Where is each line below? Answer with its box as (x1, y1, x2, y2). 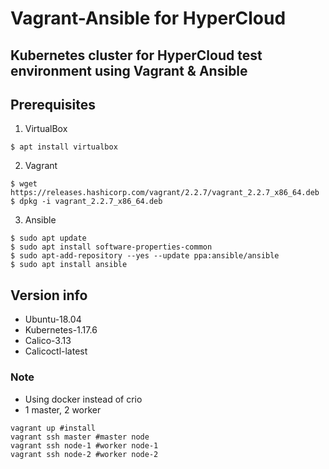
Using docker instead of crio (24, 393, 143, 405)
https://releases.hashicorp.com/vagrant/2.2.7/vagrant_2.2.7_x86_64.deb (10, 188, 320, 198)
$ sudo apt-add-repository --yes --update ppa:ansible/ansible (10, 251, 280, 261)
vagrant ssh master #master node (10, 432, 150, 442)
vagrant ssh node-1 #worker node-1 (10, 440, 159, 451)
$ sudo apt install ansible (10, 260, 128, 270)
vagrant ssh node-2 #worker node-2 (10, 449, 159, 459)
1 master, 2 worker (24, 403, 102, 416)
